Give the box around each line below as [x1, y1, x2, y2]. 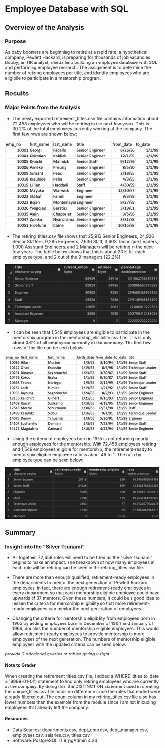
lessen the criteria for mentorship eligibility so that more [12, 600, 126, 606]
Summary [5, 528, 36, 537]
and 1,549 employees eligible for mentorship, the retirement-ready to [12, 446, 152, 452]
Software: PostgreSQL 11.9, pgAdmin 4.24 [12, 737, 98, 743]
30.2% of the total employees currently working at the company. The [12, 125, 153, 131]
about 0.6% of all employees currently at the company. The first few [12, 340, 151, 345]
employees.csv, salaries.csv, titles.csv [12, 732, 90, 738]
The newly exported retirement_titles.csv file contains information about [12, 115, 159, 121]
